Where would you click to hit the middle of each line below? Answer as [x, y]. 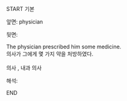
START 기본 [21, 9]
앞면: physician [25, 22]
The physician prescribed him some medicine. [64, 47]
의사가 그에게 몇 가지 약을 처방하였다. [50, 54]
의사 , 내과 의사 [24, 68]
